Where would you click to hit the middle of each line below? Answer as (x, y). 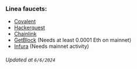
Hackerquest (29, 27)
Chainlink (25, 34)
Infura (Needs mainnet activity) (51, 46)
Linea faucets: (26, 9)
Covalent (25, 22)
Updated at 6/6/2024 (30, 60)
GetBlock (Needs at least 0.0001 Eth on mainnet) (73, 40)
